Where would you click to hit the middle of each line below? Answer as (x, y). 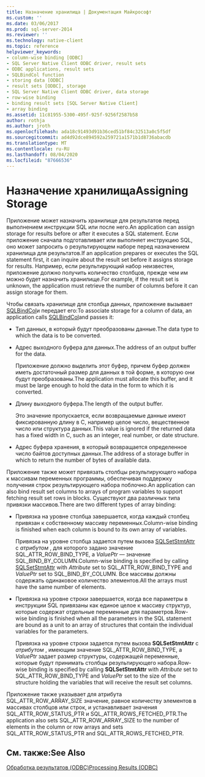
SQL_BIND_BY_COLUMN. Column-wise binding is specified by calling (102, 561)
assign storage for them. (37, 293)
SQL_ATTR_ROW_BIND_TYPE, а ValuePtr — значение (83, 554)
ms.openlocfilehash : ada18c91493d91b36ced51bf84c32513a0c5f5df (89, 132)
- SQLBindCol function (35, 75)
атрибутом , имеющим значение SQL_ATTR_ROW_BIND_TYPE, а (99, 650)
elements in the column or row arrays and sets (65, 727)
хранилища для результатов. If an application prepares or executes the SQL (102, 253)
